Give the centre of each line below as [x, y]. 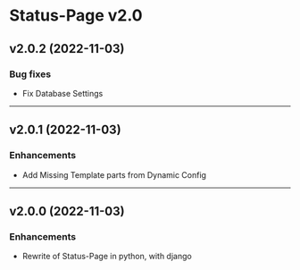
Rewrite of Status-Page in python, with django [107, 257]
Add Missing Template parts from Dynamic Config [114, 174]
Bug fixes [30, 74]
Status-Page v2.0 [76, 16]
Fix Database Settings [62, 93]
